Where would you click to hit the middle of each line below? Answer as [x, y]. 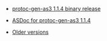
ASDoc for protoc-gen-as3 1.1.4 [51, 20]
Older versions [30, 32]
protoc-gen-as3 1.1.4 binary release [56, 9]
